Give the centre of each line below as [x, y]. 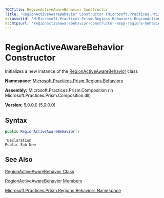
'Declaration [18, 140]
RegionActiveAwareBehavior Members [44, 181]
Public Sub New [20, 145]
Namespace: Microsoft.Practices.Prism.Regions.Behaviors [64, 81]
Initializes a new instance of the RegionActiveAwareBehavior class [72, 71]
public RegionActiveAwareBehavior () [42, 132]
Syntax [16, 120]
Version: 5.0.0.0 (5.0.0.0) [30, 105]
